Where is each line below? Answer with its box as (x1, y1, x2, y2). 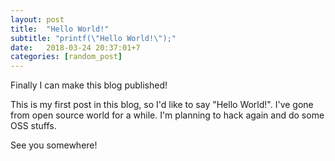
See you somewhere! (10, 139, 98, 151)
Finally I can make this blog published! (10, 79, 168, 91)
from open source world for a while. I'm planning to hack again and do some (10, 109, 325, 121)
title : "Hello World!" (10, 24, 110, 34)
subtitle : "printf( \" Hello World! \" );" (10, 33, 177, 43)
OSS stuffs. (10, 120, 57, 132)
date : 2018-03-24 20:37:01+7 (10, 42, 141, 53)
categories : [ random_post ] (10, 52, 123, 62)
